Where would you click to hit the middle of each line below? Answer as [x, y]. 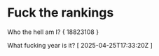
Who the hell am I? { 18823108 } [53, 32]
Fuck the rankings [61, 13]
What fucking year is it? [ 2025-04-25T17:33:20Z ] [80, 45]
